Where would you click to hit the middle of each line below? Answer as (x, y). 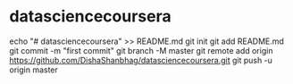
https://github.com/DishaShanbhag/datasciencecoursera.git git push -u (141, 60)
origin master (33, 70)
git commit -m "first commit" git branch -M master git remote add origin (141, 50)
